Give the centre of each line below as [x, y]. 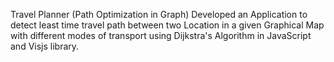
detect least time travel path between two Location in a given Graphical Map [167, 25]
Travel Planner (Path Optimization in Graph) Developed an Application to [159, 14]
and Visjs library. [45, 46]
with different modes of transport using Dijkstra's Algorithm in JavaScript [161, 35]
